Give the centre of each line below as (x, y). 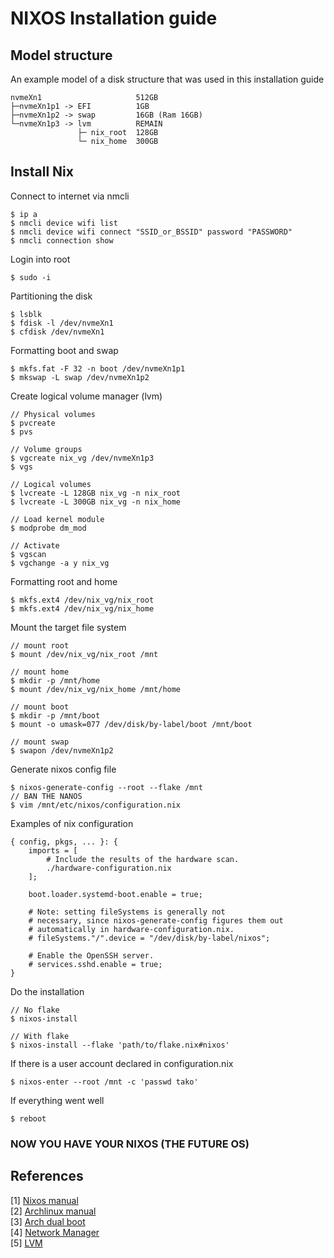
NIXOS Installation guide (114, 18)
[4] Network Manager (55, 1232)
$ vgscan (28, 554)
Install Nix (42, 172)
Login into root (40, 259)
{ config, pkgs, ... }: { (64, 842)
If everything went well (57, 1100)
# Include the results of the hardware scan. (143, 859)
